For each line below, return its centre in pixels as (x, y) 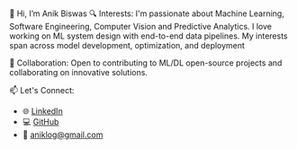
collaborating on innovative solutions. (79, 72)
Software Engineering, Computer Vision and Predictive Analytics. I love (141, 26)
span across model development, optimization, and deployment (127, 45)
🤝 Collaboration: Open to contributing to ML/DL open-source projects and (146, 63)
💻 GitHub (40, 122)
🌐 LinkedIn (42, 111)
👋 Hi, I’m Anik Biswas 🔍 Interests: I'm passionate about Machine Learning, (147, 13)
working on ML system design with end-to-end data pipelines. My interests (148, 36)
